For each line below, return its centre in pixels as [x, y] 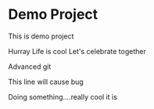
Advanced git [30, 66]
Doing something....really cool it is [63, 96]
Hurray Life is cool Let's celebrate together [77, 51]
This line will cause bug [46, 82]
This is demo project [41, 36]
